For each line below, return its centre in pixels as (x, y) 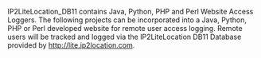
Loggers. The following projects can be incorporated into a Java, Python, (127, 20)
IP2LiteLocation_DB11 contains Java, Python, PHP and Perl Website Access (130, 12)
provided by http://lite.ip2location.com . (71, 45)
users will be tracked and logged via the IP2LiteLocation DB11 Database (125, 37)
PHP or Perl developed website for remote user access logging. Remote (125, 28)
